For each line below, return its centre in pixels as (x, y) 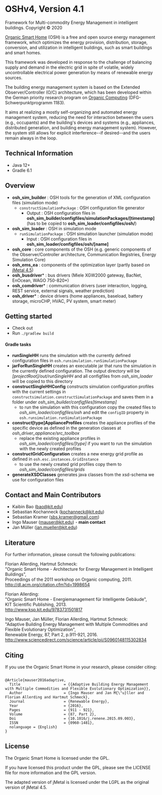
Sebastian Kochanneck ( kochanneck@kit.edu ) (58, 512)
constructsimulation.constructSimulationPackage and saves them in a (83, 397)
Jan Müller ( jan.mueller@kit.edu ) (45, 527)
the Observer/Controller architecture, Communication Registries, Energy (84, 254)
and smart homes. (23, 53)
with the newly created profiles (50, 448)
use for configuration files (38, 479)
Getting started (29, 316)
